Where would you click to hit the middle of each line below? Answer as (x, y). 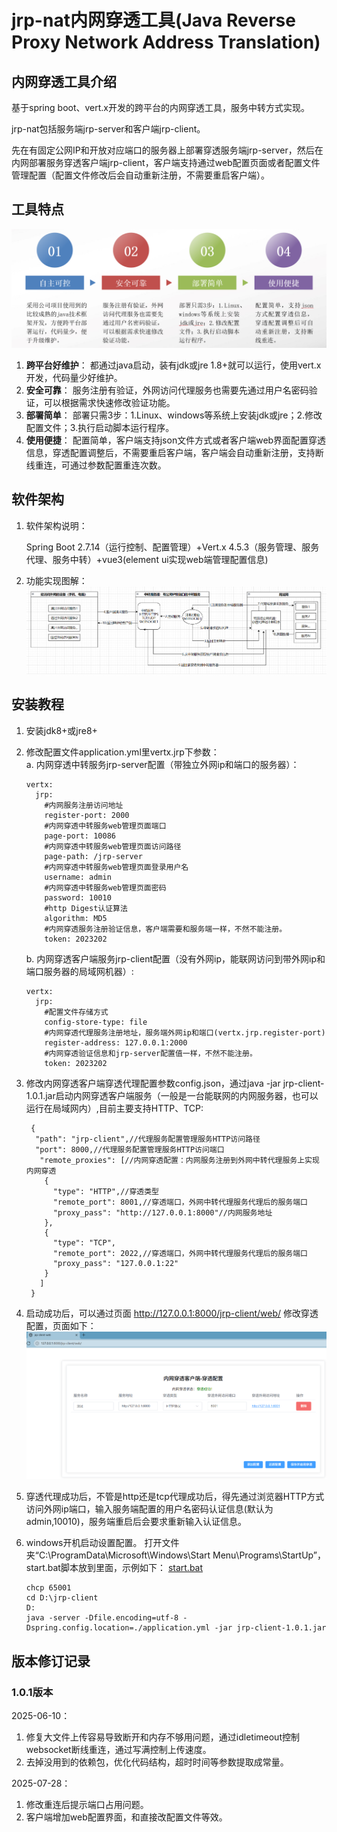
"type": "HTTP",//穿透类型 (106, 1191)
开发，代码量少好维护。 (74, 377)
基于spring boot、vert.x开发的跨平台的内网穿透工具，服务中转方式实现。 (160, 107)
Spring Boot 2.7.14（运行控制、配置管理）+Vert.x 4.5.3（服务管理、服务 (172, 547)
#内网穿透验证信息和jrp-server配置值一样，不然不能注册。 (151, 1053)
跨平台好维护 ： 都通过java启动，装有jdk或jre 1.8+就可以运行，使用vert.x (173, 365)
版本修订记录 (51, 1661)
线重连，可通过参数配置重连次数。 (96, 465)
